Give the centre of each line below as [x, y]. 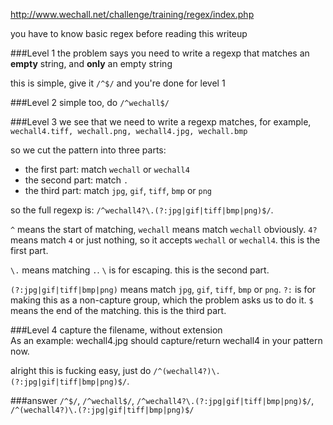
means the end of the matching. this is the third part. [118, 310]
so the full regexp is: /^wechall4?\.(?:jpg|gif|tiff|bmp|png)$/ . [142, 210]
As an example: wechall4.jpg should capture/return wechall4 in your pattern [166, 340]
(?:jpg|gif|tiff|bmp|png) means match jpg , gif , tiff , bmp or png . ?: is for [163, 289]
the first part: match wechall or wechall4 [107, 169]
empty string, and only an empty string [91, 63]
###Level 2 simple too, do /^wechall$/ [90, 102]
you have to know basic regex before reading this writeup [129, 33]
